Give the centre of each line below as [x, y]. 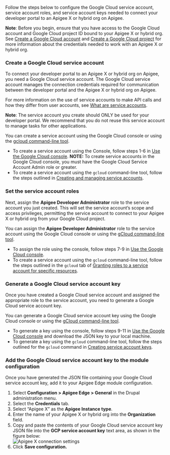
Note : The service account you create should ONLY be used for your [77, 115]
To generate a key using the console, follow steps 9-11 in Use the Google [89, 330]
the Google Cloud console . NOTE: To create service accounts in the [83, 157]
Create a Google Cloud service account [55, 63]
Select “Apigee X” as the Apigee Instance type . [62, 409]
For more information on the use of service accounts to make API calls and [83, 100]
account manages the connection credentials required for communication [82, 85]
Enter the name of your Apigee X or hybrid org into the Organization [84, 414]
